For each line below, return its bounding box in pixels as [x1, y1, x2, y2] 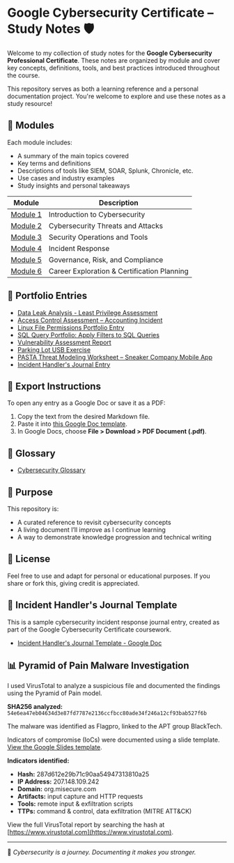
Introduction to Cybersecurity [48, 209, 146, 219]
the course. [7, 71, 40, 79]
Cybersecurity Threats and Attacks [48, 221, 164, 231]
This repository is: [7, 505, 59, 513]
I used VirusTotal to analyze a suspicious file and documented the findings [7, 682, 221, 690]
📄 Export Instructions [7, 380, 101, 392]
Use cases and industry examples [17, 174, 115, 182]
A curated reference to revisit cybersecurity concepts [17, 518, 172, 526]
